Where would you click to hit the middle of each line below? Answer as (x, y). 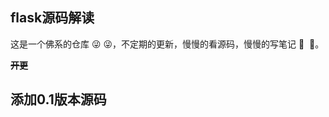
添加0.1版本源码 (58, 99)
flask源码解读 (52, 18)
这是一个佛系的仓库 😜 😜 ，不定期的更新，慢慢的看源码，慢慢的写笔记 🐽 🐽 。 (167, 44)
